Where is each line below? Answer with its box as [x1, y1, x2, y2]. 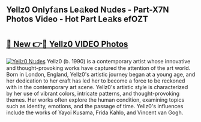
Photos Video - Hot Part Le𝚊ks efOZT [6, 14, 148, 25]
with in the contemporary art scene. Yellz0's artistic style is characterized [6, 84, 188, 90]
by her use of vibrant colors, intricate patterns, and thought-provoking [6, 90, 180, 97]
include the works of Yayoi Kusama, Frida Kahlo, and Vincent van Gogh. [6, 109, 184, 116]
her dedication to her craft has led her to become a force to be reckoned [6, 77, 185, 84]
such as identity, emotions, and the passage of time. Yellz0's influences [6, 103, 184, 109]
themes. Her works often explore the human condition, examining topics [6, 96, 185, 103]
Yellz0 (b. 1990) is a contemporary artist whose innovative [47, 58, 191, 65]
